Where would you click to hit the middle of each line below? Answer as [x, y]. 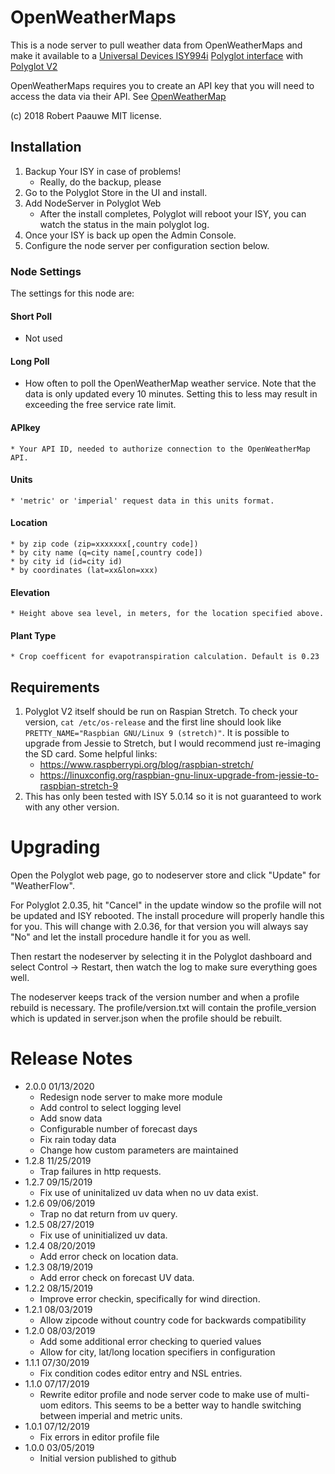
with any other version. [72, 807]
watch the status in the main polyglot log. [124, 224]
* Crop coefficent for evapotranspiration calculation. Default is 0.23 [165, 657]
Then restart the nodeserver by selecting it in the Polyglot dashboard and [161, 957]
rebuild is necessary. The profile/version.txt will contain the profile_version [163, 1008]
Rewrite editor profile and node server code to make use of [161, 1395]
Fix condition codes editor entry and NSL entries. [141, 1373]
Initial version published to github [108, 1458]
